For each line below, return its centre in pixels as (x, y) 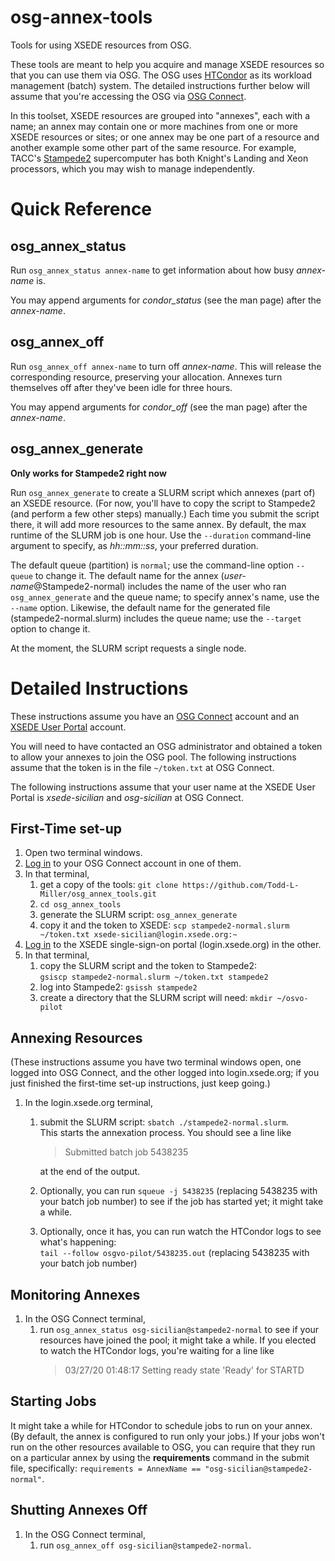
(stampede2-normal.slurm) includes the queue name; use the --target (156, 618)
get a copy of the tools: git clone (109, 885)
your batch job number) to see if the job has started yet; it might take (181, 1202)
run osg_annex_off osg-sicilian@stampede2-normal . (145, 1545)
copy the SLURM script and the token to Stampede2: (148, 966)
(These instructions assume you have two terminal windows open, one (156, 1062)
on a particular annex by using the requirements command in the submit (160, 1457)
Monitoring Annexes (75, 1294)
